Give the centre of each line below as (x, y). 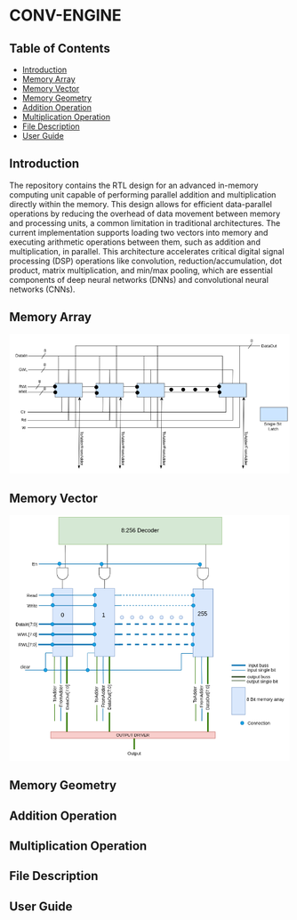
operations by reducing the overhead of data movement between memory (145, 214)
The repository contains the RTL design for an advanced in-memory (134, 185)
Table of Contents (60, 48)
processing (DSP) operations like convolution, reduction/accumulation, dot (146, 261)
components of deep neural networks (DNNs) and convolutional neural (139, 279)
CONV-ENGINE (65, 16)
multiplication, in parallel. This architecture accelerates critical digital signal (147, 251)
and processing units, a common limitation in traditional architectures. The (145, 222)
